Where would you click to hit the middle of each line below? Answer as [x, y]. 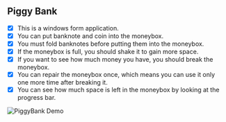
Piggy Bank [32, 11]
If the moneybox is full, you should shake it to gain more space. [108, 52]
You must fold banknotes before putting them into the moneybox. [111, 44]
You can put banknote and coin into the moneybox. [90, 36]
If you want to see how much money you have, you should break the [115, 60]
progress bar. [37, 98]
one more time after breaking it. [62, 82]
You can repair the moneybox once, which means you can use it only [116, 75]
